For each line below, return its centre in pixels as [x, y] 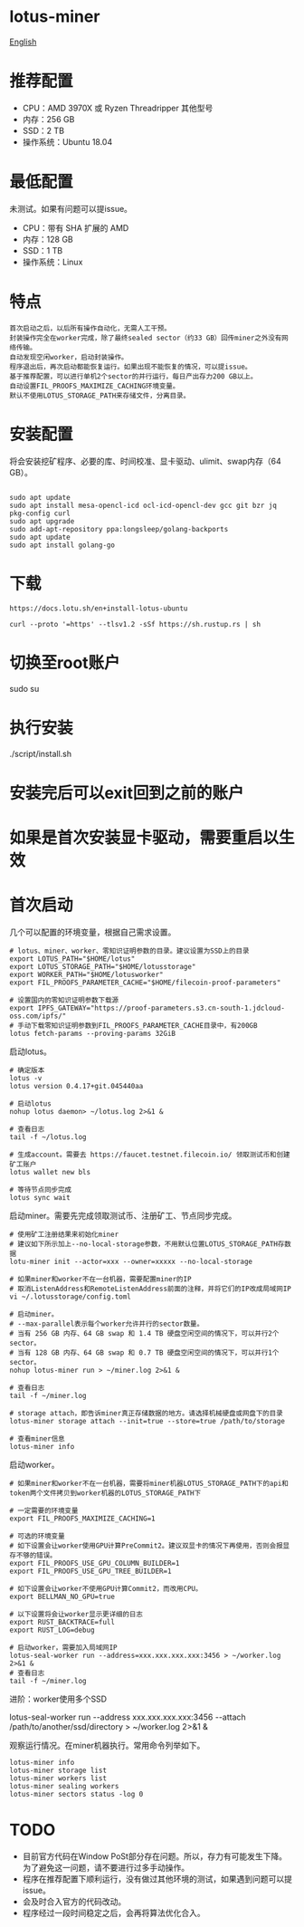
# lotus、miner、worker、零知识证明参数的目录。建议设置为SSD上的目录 [129, 951]
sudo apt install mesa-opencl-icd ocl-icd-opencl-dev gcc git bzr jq [143, 505]
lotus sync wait [40, 1197]
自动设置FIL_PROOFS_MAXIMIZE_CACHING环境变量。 [95, 386]
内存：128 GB [48, 239]
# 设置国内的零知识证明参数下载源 [64, 1000]
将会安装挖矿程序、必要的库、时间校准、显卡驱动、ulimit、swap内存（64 [146, 461]
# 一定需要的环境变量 [44, 1510]
